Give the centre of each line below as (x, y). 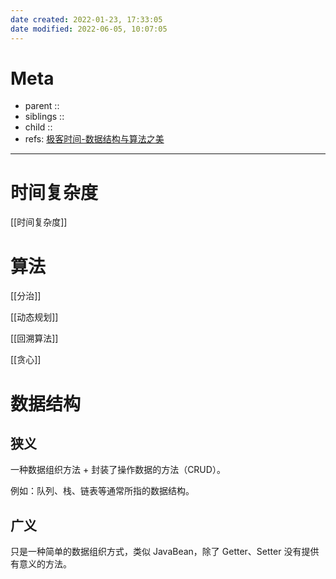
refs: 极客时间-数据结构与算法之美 (94, 139)
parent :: (42, 106)
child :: (38, 127)
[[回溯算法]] (34, 338)
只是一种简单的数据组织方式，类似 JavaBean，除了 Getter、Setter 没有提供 (165, 552)
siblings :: (44, 117)
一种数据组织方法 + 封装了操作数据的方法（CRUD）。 (118, 470)
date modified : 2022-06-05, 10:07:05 (89, 29)
